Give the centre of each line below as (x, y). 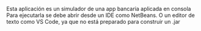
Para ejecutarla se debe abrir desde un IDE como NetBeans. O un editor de (101, 15)
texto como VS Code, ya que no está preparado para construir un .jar (93, 22)
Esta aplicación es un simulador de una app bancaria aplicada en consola (99, 9)
